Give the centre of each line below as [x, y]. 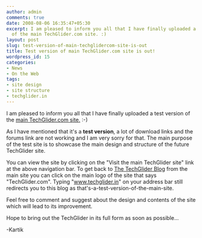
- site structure [28, 91]
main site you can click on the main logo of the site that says [82, 175]
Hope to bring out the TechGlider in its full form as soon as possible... [93, 217]
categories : [21, 62]
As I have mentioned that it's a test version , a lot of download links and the [100, 131]
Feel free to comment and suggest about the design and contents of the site [101, 199]
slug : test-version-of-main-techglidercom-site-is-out [77, 46]
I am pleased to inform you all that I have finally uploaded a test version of [98, 113]
